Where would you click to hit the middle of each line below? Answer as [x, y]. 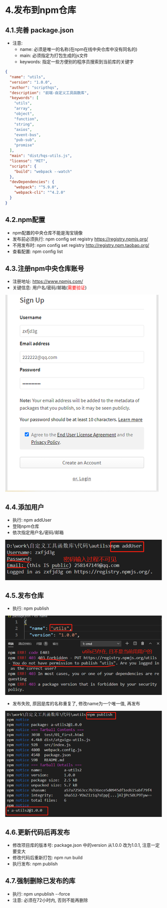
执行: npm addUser [32, 520]
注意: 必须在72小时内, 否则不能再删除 [50, 900]
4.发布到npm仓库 [41, 10]
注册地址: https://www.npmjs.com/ [48, 281]
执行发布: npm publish [35, 864]
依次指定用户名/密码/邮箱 [38, 533]
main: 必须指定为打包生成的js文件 [54, 56]
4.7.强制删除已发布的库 [40, 881]
